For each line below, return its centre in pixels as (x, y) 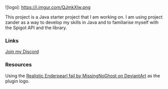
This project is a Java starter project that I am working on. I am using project (84, 17)
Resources (19, 65)
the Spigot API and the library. (36, 28)
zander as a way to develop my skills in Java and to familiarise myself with (82, 22)
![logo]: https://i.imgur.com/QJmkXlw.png (48, 7)
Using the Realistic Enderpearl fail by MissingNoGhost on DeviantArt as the (83, 75)
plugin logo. (18, 81)
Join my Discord (22, 52)
